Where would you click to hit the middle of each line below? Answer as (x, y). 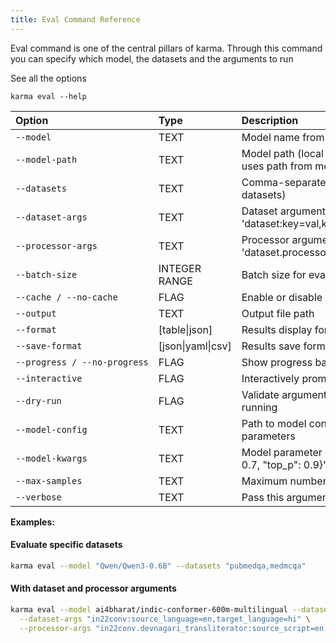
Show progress (277, 362)
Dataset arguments (286, 211)
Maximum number (284, 481)
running (259, 407)
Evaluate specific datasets (66, 545)
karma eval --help (48, 96)
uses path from (277, 166)
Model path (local (282, 153)
